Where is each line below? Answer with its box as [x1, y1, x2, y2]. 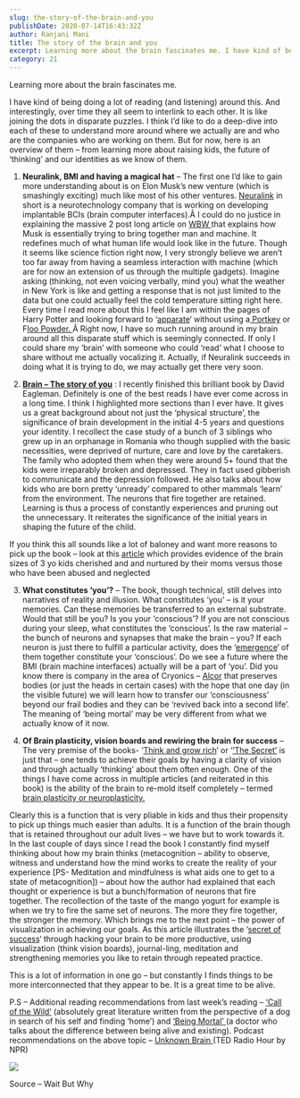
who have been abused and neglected [9, 568, 150, 578]
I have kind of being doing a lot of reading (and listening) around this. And [9, 97, 280, 107]
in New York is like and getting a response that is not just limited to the [21, 286, 281, 296]
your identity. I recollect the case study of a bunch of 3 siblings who [21, 426, 272, 437]
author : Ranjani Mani [9, 30, 90, 39]
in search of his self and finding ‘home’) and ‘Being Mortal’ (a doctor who [9, 1016, 279, 1026]
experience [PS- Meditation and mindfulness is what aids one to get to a [9, 867, 275, 878]
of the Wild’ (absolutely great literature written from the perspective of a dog [9, 1007, 290, 1017]
